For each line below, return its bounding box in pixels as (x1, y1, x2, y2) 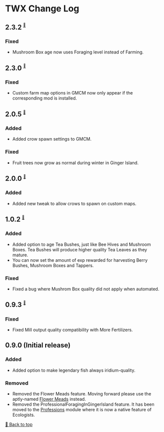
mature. (12, 252, 29, 258)
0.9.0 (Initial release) (5, 341, 71, 349)
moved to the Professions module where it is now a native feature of (12, 407, 152, 413)
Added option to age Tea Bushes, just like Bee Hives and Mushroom (12, 241, 151, 247)
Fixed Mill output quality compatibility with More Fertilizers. (12, 327, 133, 333)
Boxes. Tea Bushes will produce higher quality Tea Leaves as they (12, 246, 147, 252)
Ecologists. (12, 412, 35, 418)
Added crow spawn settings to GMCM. (12, 136, 92, 142)
